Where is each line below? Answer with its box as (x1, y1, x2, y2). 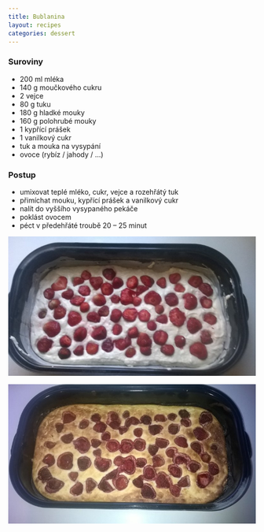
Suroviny (8, 56, 43, 67)
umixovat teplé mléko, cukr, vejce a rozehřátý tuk (19, 187, 179, 196)
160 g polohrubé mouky (19, 116, 97, 125)
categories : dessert (8, 29, 76, 37)
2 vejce (19, 91, 44, 100)
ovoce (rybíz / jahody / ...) (19, 150, 104, 159)
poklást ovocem (19, 212, 72, 221)
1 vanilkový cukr (19, 132, 72, 142)
